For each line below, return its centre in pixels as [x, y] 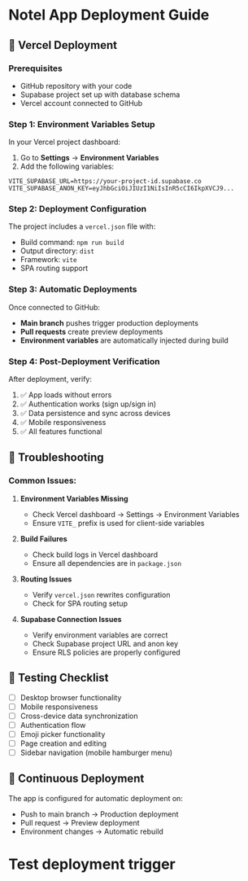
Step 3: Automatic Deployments [73, 289]
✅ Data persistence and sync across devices [95, 414]
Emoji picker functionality [63, 734]
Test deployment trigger [92, 864]
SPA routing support [54, 268]
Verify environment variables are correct [100, 635]
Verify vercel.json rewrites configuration [101, 594]
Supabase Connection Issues [71, 619]
